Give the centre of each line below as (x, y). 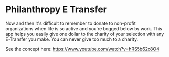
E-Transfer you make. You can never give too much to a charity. (72, 39)
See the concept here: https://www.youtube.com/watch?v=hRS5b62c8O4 (82, 49)
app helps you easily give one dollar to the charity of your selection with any (85, 34)
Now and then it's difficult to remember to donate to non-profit (70, 23)
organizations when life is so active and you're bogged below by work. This (84, 28)
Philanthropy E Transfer (56, 9)
